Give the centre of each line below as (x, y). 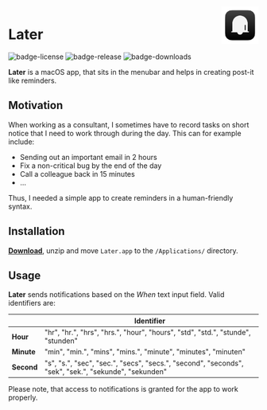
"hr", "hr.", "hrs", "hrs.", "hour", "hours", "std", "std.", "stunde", (148, 333)
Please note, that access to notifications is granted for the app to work (123, 389)
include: (21, 142)
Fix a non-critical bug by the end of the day (91, 166)
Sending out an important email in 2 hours (88, 157)
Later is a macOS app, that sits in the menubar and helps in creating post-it (131, 72)
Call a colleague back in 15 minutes (77, 174)
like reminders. (33, 80)
